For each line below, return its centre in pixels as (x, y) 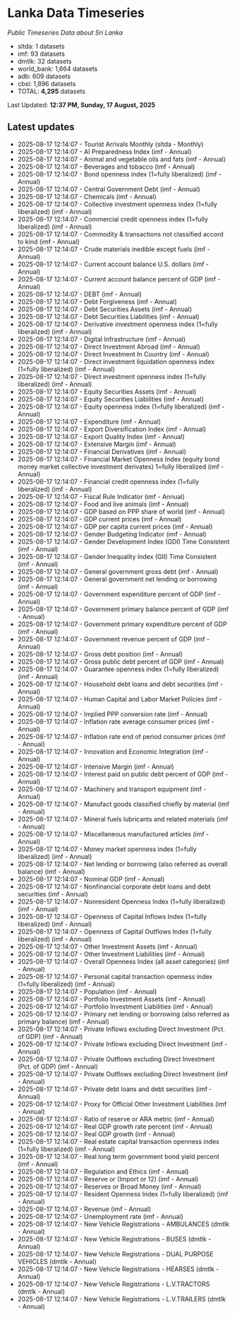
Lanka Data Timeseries (76, 13)
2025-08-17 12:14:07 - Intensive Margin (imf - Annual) (96, 766)
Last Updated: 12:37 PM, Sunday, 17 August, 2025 (81, 104)
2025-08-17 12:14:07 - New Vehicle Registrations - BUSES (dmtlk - (114, 1239)
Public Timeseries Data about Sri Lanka (65, 32)
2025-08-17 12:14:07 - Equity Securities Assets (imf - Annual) (107, 391)
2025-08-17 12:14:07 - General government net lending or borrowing (117, 579)
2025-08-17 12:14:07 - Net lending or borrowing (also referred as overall (122, 864)
